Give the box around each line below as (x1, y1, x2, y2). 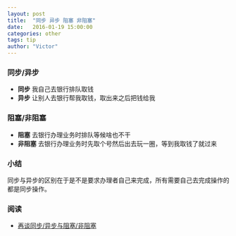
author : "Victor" (7, 43, 58, 50)
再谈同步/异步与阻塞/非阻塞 (17, 221, 97, 230)
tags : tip (7, 37, 37, 44)
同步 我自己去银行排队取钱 (17, 85, 94, 94)
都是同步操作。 (7, 185, 51, 193)
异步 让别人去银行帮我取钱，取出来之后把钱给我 (17, 94, 156, 102)
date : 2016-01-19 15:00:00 (7, 23, 93, 30)
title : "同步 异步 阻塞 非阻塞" (7, 17, 97, 24)
